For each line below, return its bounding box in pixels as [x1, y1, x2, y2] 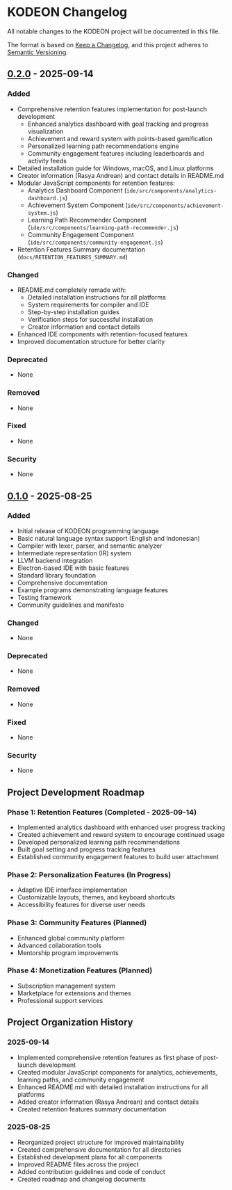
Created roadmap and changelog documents [17, 1175, 146, 1183]
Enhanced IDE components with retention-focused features [17, 329, 188, 338]
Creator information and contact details [27, 323, 140, 331]
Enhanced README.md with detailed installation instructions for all [17, 1082, 208, 1091]
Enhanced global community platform [17, 934, 125, 942]
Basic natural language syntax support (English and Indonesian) [17, 534, 200, 542]
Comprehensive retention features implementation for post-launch [17, 105, 207, 113]
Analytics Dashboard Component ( [27, 186, 127, 195]
